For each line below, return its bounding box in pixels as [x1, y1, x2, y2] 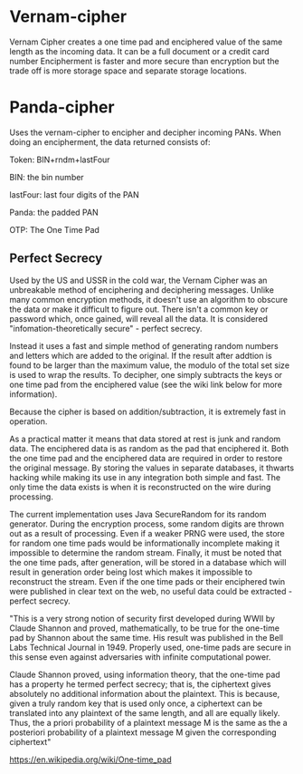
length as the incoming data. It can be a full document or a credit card [9, 45, 270, 56]
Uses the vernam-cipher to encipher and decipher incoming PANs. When [9, 127, 282, 138]
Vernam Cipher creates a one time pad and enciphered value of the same [9, 36, 283, 47]
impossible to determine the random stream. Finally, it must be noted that [9, 547, 282, 558]
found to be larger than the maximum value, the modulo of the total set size [9, 360, 290, 371]
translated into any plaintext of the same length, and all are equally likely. [9, 707, 280, 718]
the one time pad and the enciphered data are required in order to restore [9, 452, 283, 463]
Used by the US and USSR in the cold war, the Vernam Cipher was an [9, 275, 268, 285]
